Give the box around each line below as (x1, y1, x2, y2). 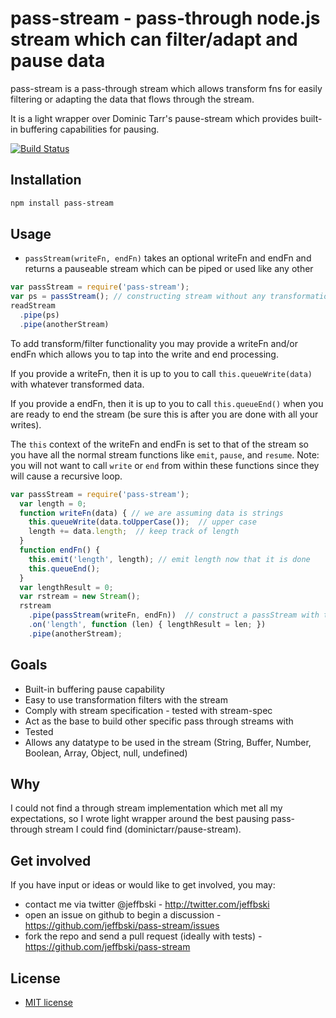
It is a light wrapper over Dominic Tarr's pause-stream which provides (10, 112, 298, 124)
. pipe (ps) (19, 310, 60, 321)
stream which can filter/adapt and (10, 28, 298, 51)
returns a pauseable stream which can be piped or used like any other (24, 263, 314, 275)
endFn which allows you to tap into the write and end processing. (10, 348, 279, 360)
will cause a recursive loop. (10, 470, 123, 482)
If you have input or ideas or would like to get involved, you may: (10, 879, 276, 891)
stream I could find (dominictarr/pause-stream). (44, 823, 242, 836)
